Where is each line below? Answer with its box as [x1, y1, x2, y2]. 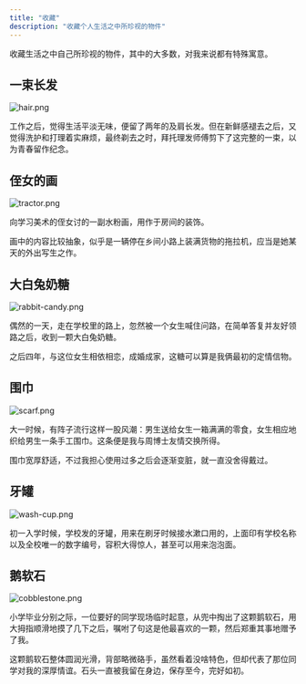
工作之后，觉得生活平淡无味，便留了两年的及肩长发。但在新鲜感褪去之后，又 [9, 120, 297, 132]
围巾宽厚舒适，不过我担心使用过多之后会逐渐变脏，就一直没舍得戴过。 [9, 454, 273, 465]
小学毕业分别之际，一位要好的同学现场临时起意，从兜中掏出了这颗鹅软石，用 [9, 612, 297, 623]
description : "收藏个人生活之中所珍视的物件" [9, 22, 166, 31]
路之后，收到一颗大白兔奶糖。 [9, 331, 121, 342]
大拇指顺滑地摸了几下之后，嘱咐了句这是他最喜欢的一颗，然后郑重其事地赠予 [9, 623, 297, 634]
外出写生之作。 [25, 247, 82, 258]
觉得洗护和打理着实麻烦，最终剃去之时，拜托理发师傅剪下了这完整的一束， [9, 132, 289, 143]
